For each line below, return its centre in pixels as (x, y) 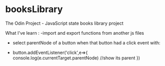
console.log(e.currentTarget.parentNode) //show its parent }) (76, 58)
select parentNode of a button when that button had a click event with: (87, 43)
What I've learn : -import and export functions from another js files (75, 33)
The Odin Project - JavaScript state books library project (64, 23)
